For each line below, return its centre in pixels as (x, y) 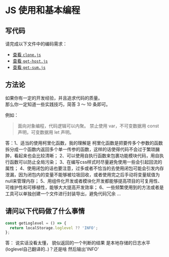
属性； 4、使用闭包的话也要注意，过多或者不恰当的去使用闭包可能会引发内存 (84, 168)
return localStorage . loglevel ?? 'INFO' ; (54, 228)
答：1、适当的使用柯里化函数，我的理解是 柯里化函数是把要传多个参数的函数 (84, 143)
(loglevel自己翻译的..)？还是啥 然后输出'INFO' (52, 249)
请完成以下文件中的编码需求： (36, 44)
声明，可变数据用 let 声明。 (46, 132)
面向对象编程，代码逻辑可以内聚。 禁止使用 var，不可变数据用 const (88, 126)
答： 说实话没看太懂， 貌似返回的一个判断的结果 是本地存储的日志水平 (78, 243)
